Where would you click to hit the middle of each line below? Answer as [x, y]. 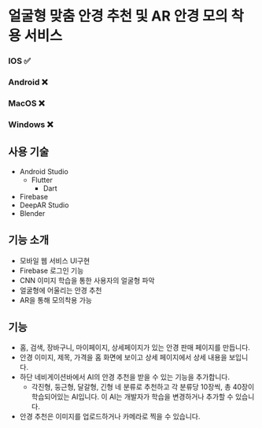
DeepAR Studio [44, 205]
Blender [32, 213]
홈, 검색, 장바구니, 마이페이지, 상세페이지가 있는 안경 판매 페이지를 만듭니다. [135, 348]
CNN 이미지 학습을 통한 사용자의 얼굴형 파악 [87, 280]
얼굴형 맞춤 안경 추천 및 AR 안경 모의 [118, 16]
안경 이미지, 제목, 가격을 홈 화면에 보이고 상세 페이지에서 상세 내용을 [123, 357]
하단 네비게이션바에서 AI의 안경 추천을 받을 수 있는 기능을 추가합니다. [125, 377]
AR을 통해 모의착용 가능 [56, 300]
